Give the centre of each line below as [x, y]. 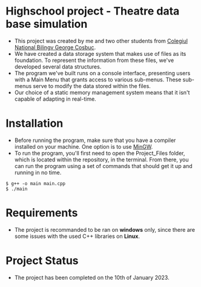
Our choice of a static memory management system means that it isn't [102, 92]
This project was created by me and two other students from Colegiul [101, 41]
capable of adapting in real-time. [55, 99]
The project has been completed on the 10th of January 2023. [92, 277]
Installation [35, 123]
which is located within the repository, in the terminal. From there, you [101, 160]
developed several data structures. [58, 66]
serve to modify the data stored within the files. [92, 86]
